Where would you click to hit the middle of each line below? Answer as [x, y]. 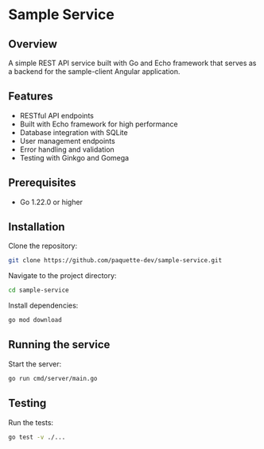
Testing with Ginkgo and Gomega [74, 157]
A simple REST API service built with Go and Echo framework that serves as [132, 63]
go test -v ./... [37, 437]
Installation [37, 227]
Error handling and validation [67, 149]
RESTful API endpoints [56, 115]
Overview [33, 44]
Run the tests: [31, 422]
